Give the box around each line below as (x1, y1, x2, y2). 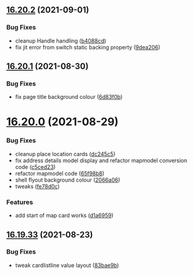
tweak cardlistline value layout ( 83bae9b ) (15, 262, 119, 269)
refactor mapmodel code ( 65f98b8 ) (15, 170, 105, 177)
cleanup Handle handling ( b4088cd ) (15, 37, 107, 45)
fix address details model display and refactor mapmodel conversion (15, 157, 188, 164)
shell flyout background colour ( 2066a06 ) (15, 176, 121, 184)
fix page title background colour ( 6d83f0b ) (15, 93, 123, 101)
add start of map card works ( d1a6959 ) (15, 212, 114, 219)
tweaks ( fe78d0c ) (15, 182, 60, 190)
